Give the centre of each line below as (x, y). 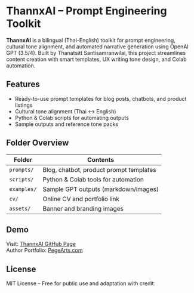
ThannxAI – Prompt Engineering (87, 11)
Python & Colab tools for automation (93, 179)
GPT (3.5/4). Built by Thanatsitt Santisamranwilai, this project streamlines (96, 53)
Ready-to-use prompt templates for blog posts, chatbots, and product (101, 98)
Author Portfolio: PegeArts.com (44, 250)
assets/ (20, 208)
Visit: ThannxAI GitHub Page (41, 244)
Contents (101, 159)
